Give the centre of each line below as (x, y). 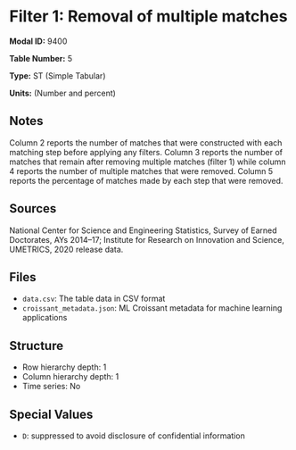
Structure (37, 346)
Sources (33, 208)
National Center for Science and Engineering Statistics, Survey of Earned (143, 230)
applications (45, 318)
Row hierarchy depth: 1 (64, 367)
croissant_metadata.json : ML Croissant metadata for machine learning (152, 308)
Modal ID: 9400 (38, 41)
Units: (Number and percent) (62, 93)
